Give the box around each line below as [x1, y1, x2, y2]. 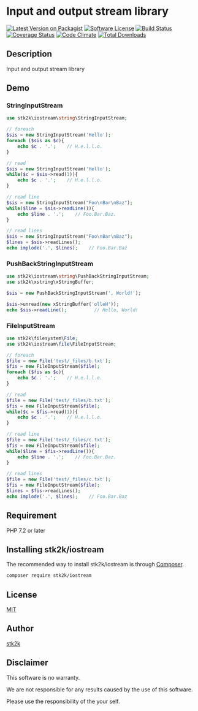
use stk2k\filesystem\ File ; [6, 335, 78, 341]
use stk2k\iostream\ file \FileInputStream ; [6, 341, 116, 347]
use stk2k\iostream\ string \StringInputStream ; [6, 115, 128, 121]
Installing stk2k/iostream [6, 544, 104, 555]
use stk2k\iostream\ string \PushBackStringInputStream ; [6, 273, 150, 279]
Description [6, 49, 52, 59]
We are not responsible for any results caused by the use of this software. [6, 685, 193, 693]
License [6, 590, 37, 600]
